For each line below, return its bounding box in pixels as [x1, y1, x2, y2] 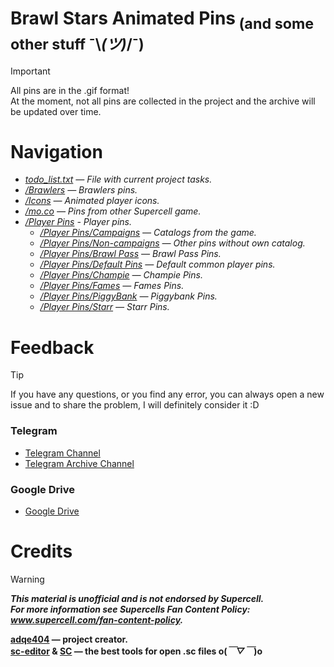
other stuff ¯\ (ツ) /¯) [10, 34, 145, 54]
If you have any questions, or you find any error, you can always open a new [10, 388, 325, 401]
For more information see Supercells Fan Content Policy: [10, 603, 251, 615]
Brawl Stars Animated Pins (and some [10, 7, 315, 33]
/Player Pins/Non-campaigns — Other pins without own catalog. [39, 237, 306, 249]
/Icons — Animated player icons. [24, 195, 160, 207]
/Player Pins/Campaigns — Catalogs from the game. [39, 227, 257, 239]
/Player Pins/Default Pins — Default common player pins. [39, 258, 276, 271]
